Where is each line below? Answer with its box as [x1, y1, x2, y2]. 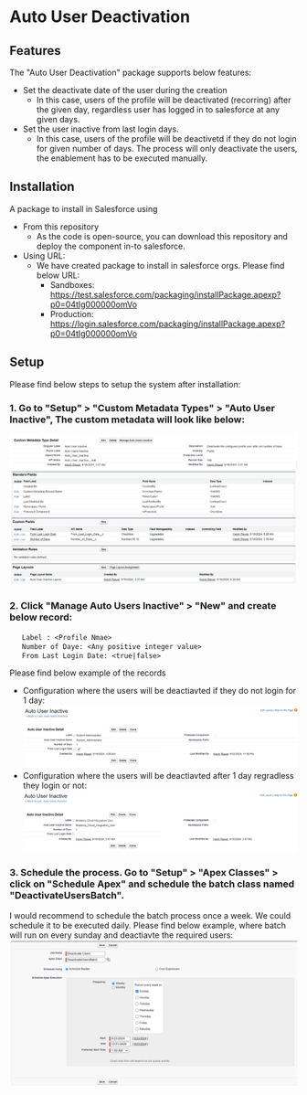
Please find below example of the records [9, 667, 166, 678]
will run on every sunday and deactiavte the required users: [9, 930, 234, 941]
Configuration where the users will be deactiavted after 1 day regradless [22, 771, 294, 781]
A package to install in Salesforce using [9, 203, 158, 214]
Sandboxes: [49, 279, 95, 290]
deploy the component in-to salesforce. [36, 240, 185, 251]
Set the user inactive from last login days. [22, 123, 180, 134]
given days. [36, 114, 80, 124]
